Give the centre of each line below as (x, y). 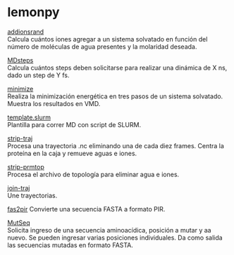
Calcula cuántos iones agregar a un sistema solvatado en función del (107, 39)
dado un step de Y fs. (38, 75)
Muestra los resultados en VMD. (54, 103)
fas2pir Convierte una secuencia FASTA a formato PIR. (86, 209)
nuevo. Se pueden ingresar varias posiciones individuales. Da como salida (115, 237)
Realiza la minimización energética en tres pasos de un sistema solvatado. (115, 96)
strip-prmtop (26, 166)
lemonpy (33, 12)
